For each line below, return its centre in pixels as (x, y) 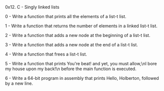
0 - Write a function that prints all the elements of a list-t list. (66, 16)
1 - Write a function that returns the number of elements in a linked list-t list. (81, 26)
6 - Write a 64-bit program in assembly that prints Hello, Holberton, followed (82, 78)
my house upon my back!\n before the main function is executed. (71, 69)
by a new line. (19, 83)
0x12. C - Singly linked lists (32, 7)
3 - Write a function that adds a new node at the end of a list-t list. (71, 45)
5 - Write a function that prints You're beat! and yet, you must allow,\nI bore (81, 64)
